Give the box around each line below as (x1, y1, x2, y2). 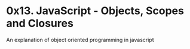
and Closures (6, 17, 73, 30)
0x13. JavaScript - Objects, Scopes (6, 4, 184, 18)
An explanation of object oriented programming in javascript (6, 36, 154, 43)
